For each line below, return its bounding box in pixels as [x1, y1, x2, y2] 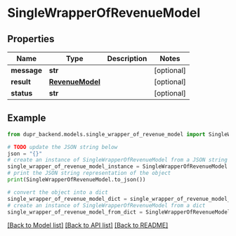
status [11, 88, 33, 98]
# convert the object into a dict [7, 188, 109, 196]
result [11, 77, 32, 86]
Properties [7, 33, 55, 45]
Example [7, 112, 46, 124]
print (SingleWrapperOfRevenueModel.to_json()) [7, 176, 146, 183]
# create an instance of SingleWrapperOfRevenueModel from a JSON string [7, 157, 228, 164]
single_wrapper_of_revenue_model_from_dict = [7, 209, 143, 216]
